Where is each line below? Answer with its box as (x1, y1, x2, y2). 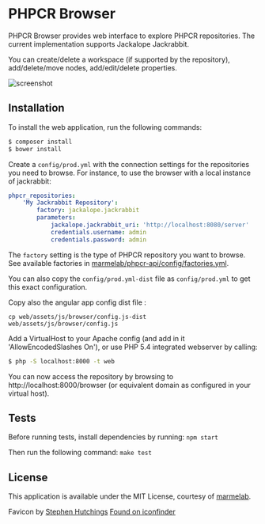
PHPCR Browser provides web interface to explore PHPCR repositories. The (8, 31, 256, 40)
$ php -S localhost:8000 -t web (8, 357, 115, 365)
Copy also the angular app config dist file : (8, 298, 146, 307)
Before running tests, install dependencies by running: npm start (8, 432, 219, 442)
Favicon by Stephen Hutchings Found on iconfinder (8, 507, 176, 517)
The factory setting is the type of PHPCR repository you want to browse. (8, 250, 246, 260)
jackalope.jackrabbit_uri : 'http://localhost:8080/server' (50, 221, 249, 229)
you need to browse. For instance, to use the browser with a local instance (8, 168, 252, 177)
